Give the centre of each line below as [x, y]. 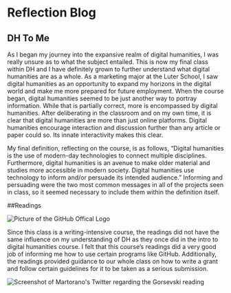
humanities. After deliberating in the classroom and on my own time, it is [109, 113]
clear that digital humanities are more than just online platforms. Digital [107, 120]
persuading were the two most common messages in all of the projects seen [115, 185]
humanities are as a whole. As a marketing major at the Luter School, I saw [113, 76]
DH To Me [29, 38]
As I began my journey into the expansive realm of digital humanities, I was [113, 54]
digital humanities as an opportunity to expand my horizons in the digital [109, 84]
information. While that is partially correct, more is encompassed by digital [112, 106]
